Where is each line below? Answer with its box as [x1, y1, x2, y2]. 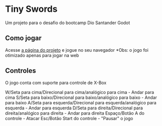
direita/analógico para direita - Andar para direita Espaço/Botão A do [5, 110, 145, 116]
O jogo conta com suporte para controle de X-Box [5, 80, 107, 86]
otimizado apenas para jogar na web [5, 52, 79, 58]
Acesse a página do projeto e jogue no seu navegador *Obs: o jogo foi [5, 47, 149, 53]
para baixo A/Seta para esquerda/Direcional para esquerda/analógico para [5, 99, 157, 105]
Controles [5, 66, 36, 75]
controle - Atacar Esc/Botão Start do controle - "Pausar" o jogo [5, 115, 133, 121]
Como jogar [5, 34, 42, 42]
